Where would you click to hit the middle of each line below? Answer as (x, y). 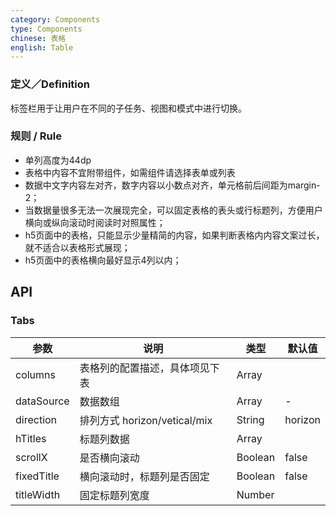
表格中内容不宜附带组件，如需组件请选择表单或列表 (130, 172)
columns (35, 374)
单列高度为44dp (58, 160)
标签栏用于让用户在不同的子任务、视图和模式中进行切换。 (128, 108)
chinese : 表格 (38, 38)
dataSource (42, 401)
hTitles (31, 438)
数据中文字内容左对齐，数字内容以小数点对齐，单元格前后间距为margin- (172, 185)
